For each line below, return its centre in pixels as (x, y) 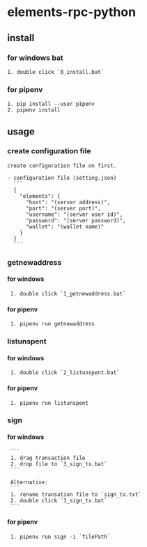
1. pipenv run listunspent (49, 403)
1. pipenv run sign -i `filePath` (60, 537)
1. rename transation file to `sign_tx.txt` (76, 494)
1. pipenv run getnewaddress (53, 324)
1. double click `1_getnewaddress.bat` (68, 293)
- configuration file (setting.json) (62, 178)
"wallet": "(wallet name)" (65, 226)
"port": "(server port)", (63, 208)
